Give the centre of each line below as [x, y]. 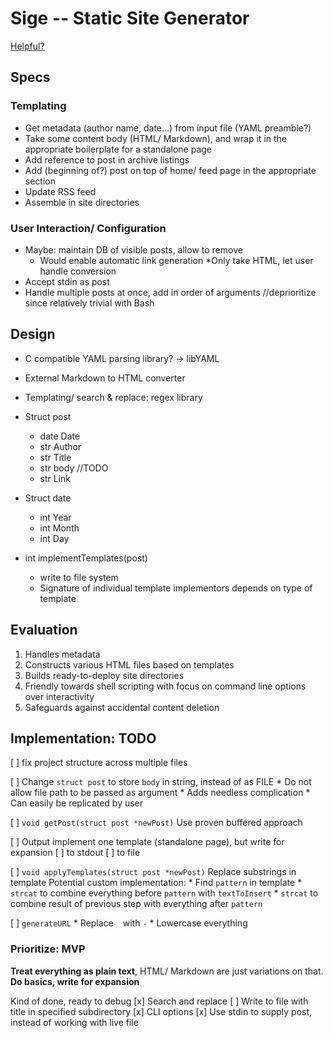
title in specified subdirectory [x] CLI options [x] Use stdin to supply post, [161, 1011]
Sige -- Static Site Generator [130, 18]
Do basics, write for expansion [75, 981]
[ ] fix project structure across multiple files [99, 763]
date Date [60, 436]
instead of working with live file [74, 1022]
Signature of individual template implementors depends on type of [176, 588]
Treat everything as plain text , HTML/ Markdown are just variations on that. [167, 971]
